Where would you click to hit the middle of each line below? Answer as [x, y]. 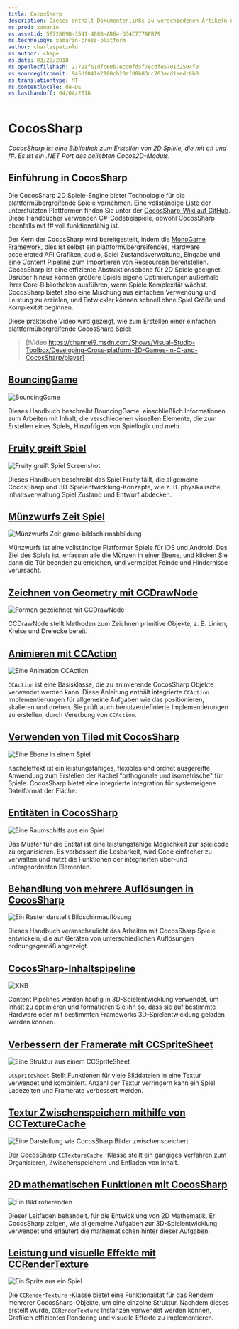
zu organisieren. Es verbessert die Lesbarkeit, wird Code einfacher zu [110, 852]
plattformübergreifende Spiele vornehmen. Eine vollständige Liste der [110, 203]
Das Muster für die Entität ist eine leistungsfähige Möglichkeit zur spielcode [118, 844]
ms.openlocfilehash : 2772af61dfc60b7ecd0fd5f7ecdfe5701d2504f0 [104, 67]
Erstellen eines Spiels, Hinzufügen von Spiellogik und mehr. [95, 426]
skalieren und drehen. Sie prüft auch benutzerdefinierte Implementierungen [118, 707]
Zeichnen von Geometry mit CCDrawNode [103, 592]
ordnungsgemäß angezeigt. [49, 946]
